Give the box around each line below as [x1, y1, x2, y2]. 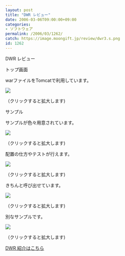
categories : [5, 22, 31, 27]
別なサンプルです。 [5, 214, 46, 220]
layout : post [5, 7, 33, 13]
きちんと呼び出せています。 [5, 182, 64, 188]
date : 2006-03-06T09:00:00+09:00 [5, 17, 77, 22]
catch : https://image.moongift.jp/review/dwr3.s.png [5, 36, 120, 41]
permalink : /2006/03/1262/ [5, 31, 63, 36]
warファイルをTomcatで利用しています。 [5, 77, 91, 83]
